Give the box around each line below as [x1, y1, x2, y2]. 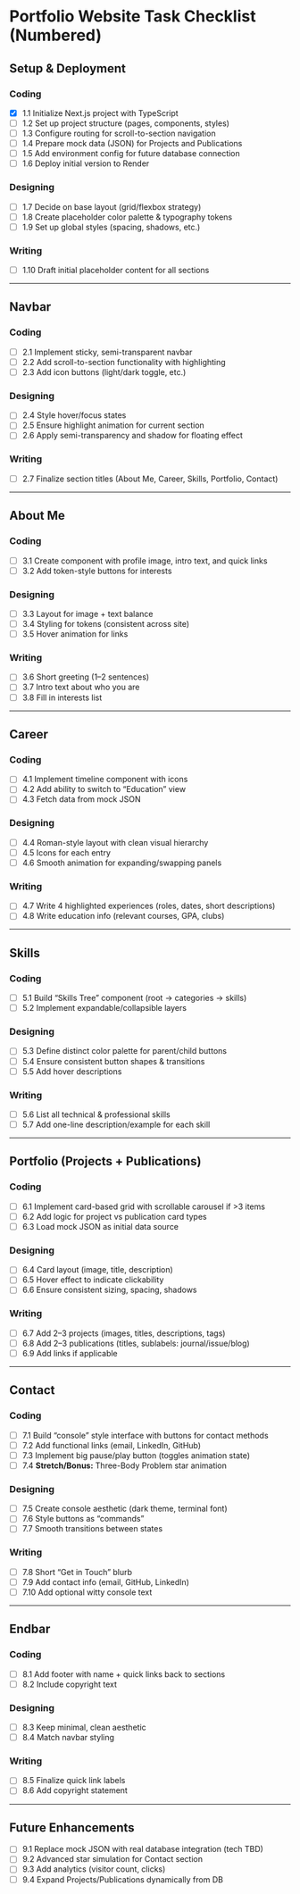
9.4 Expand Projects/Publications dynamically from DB [21, 1873, 223, 1885]
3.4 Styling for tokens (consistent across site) [21, 618, 190, 629]
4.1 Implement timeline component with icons [21, 774, 188, 785]
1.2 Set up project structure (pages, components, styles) [21, 118, 230, 129]
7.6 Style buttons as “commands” [21, 1514, 145, 1524]
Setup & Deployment [9, 61, 127, 76]
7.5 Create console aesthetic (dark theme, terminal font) [21, 1503, 228, 1514]
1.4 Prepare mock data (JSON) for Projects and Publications [21, 138, 243, 149]
